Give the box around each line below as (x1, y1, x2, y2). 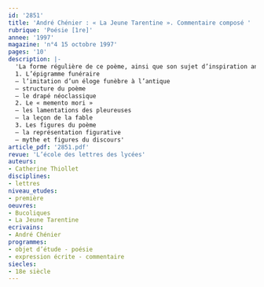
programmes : (8, 238, 47, 246)
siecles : (8, 260, 37, 268)
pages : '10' (8, 48, 47, 56)
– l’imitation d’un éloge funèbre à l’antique (15, 77, 170, 85)
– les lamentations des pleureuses (15, 107, 132, 115)
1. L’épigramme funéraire (15, 70, 101, 78)
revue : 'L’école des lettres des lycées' (8, 150, 146, 158)
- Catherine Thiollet (8, 165, 79, 173)
